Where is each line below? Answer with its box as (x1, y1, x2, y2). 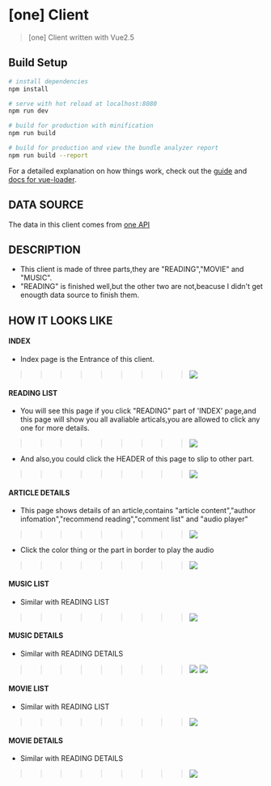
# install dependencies (8, 77, 89, 86)
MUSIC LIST (8, 579, 50, 588)
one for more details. (19, 423, 91, 433)
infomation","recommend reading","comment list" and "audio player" (19, 514, 248, 524)
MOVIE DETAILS (8, 735, 63, 746)
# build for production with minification (8, 121, 154, 130)
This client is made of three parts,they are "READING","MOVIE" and (19, 265, 244, 274)
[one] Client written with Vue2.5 (28, 32, 135, 42)
